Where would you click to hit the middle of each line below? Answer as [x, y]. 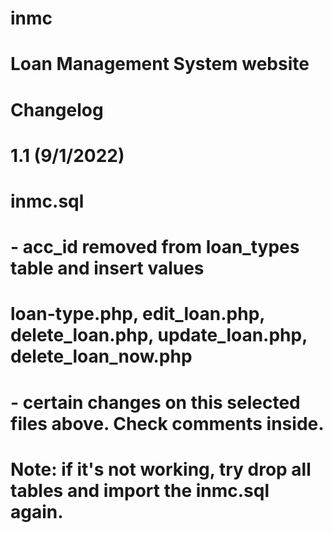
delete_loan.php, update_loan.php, [159, 335]
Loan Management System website [160, 64]
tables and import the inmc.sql [140, 490]
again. [37, 511]
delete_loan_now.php [101, 356]
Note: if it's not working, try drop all [161, 469]
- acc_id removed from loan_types [155, 247]
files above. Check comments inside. [167, 423]
